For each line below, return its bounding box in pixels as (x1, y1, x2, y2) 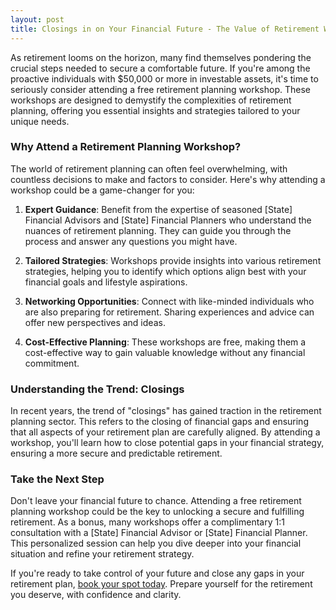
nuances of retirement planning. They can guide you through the (24, 224, 292, 236)
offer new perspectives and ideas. (24, 316, 166, 328)
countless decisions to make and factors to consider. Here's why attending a (10, 173, 326, 185)
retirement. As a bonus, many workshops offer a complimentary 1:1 (10, 516, 285, 528)
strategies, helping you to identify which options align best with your (24, 265, 307, 277)
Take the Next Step (10, 472, 105, 486)
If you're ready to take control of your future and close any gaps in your (10, 567, 305, 580)
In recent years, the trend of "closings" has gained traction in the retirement (10, 405, 322, 417)
